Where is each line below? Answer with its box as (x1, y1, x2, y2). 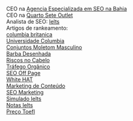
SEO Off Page (6, 70, 41, 76)
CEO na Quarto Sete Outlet (6, 11, 73, 19)
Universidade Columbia (6, 38, 65, 44)
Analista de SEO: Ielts (6, 18, 60, 25)
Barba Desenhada (6, 50, 51, 57)
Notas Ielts (6, 102, 33, 108)
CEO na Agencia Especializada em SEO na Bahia (6, 5, 127, 12)
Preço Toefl (6, 108, 35, 115)
